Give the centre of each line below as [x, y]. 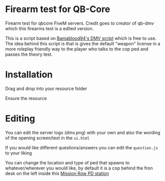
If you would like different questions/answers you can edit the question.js [82, 147]
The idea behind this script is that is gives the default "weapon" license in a [83, 43]
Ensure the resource [26, 98]
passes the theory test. [29, 54]
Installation [29, 75]
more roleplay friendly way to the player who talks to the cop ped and [77, 49]
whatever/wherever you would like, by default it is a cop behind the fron [79, 168]
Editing [20, 119]
